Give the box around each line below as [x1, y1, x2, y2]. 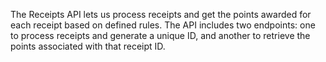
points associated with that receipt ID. [10, 40, 166, 52]
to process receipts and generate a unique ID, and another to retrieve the [10, 30, 311, 41]
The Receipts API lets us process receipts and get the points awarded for [10, 9, 312, 20]
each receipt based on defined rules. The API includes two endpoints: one [10, 19, 316, 31]
